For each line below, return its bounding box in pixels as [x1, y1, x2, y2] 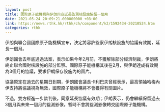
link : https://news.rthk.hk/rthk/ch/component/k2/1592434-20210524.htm [5, 21, 155, 26]
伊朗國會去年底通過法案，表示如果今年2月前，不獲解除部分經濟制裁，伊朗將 [5, 56, 159, 62]
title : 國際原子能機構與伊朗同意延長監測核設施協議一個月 [5, 12, 109, 17]
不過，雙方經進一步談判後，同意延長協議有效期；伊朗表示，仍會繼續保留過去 [5, 95, 160, 101]
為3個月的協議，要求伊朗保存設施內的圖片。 [5, 68, 94, 74]
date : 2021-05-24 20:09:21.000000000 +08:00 [5, 16, 98, 21]
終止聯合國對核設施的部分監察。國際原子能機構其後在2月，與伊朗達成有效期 [5, 62, 159, 68]
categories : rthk [5, 26, 41, 30]
